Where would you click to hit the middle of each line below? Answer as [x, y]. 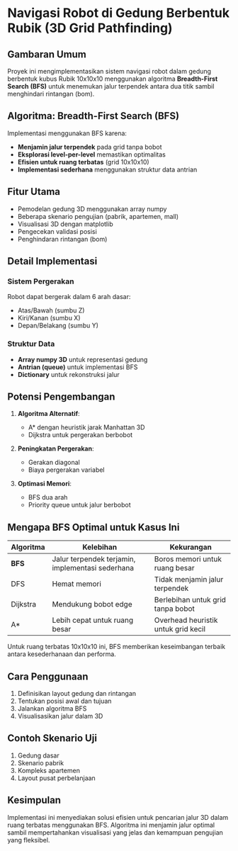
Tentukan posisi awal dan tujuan [64, 701]
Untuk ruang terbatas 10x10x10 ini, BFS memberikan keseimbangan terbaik [116, 647]
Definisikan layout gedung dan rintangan [77, 694]
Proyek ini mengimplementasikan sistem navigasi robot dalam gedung [109, 71]
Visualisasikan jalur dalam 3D [60, 716]
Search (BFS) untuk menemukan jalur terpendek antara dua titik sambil [111, 86]
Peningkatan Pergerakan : [56, 449]
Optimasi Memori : [45, 484]
